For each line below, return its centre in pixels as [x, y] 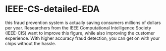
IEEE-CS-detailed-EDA [53, 9]
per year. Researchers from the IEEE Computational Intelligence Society [78, 27]
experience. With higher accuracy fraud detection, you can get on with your [83, 38]
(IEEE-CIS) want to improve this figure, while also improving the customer [80, 33]
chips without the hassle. [30, 43]
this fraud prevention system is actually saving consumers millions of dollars [83, 23]
